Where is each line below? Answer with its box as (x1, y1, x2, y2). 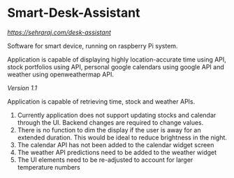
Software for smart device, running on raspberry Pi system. (7, 41, 178, 50)
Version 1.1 (7, 83, 37, 92)
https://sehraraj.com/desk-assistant (7, 28, 112, 36)
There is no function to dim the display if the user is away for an (17, 125, 201, 134)
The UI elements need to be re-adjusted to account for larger (17, 156, 193, 164)
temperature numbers (17, 163, 80, 171)
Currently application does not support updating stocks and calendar (17, 111, 217, 119)
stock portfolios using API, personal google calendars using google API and (7, 62, 225, 71)
